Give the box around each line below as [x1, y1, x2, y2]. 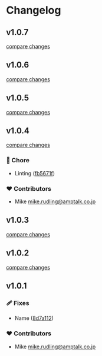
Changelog [6, 4, 61, 17]
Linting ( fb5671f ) [14, 169, 55, 177]
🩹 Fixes [6, 299, 29, 307]
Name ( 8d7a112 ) [14, 315, 54, 322]
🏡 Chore [6, 156, 29, 165]
